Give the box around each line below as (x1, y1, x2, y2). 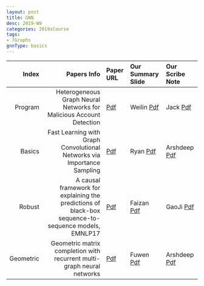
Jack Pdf (166, 103, 191, 111)
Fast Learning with (47, 128, 101, 136)
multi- (82, 254, 101, 262)
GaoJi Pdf (166, 202, 194, 211)
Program (15, 103, 39, 111)
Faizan (130, 198, 149, 207)
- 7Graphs (6, 37, 32, 43)
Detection (72, 118, 101, 127)
